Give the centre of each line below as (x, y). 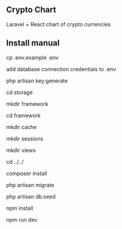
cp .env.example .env (32, 57)
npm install (20, 208)
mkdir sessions (25, 138)
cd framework (23, 115)
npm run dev (22, 219)
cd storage (19, 92)
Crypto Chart (31, 10)
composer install (27, 173)
